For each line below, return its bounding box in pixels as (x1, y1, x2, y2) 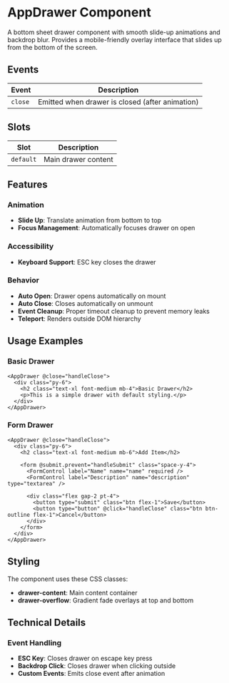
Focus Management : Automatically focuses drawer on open (17, 224, 195, 232)
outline (7, 511, 31, 518)
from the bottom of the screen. (7, 43, 98, 51)
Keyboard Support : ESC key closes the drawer (17, 257, 156, 266)
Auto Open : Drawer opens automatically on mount (17, 292, 166, 300)
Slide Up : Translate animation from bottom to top (17, 216, 162, 225)
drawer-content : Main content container (17, 588, 138, 597)
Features (7, 178, 48, 190)
